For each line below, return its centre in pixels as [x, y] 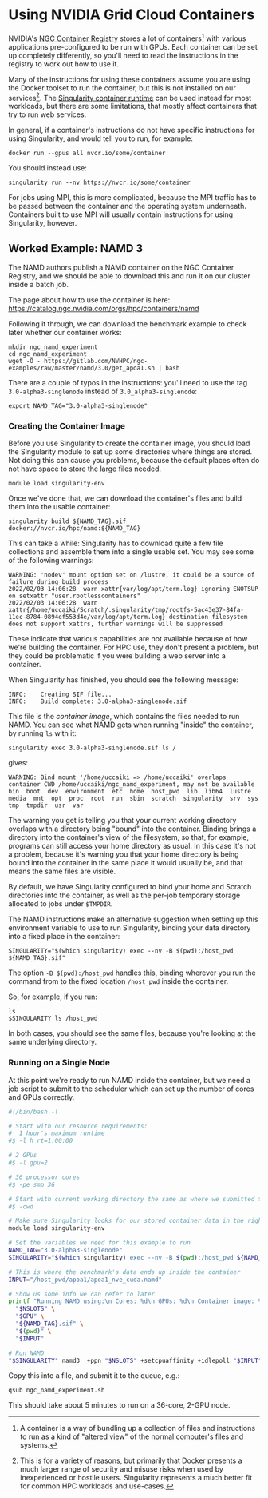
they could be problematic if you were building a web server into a [117, 656]
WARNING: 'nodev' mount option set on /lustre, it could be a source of [132, 575]
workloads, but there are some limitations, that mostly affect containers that [133, 106]
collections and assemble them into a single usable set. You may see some [131, 552]
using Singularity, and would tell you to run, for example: [101, 138]
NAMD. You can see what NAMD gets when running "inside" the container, [131, 725]
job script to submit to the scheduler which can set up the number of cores [131, 1089]
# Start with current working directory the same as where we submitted [132, 1199]
